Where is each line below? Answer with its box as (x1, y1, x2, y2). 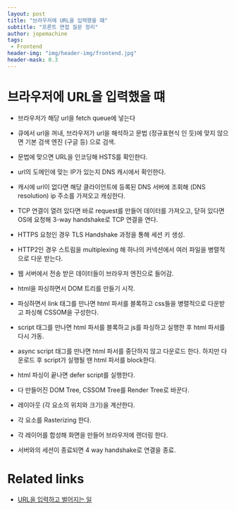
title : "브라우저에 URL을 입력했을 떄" (7, 17, 108, 24)
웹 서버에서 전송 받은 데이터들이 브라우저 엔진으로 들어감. (17, 269, 174, 278)
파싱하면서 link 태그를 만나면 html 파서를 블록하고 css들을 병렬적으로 (17, 299, 206, 307)
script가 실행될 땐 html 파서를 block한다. (44, 355, 156, 364)
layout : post (7, 10, 46, 18)
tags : (7, 37, 23, 44)
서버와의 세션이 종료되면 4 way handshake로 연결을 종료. (17, 446, 176, 454)
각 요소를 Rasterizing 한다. (17, 415, 92, 424)
